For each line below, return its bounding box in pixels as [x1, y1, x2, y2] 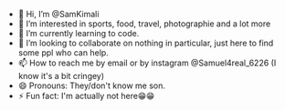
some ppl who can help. [17, 47, 110, 58]
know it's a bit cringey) [17, 71, 105, 81]
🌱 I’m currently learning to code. [17, 28, 140, 38]
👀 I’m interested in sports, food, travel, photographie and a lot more [17, 18, 271, 29]
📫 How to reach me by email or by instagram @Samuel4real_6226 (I [17, 57, 277, 68]
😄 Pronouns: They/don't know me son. [17, 80, 166, 91]
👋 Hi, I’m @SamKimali [17, 9, 100, 19]
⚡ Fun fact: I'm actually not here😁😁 [17, 91, 155, 101]
